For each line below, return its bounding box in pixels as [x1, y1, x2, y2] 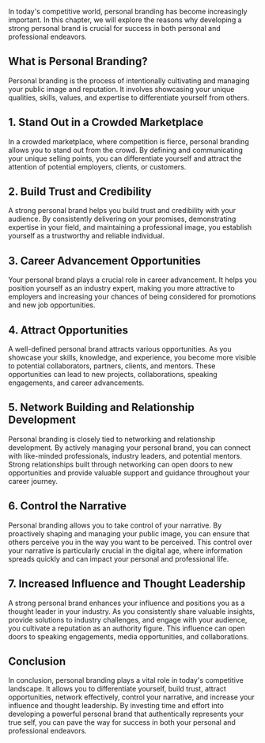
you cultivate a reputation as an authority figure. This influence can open [8, 623, 245, 633]
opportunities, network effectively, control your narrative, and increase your [8, 692, 255, 702]
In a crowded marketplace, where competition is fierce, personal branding [8, 136, 249, 146]
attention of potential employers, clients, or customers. [8, 162, 187, 171]
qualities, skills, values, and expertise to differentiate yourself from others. [8, 93, 249, 102]
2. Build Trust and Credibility [8, 185, 152, 199]
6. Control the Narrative [8, 499, 127, 513]
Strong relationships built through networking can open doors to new [8, 459, 233, 469]
